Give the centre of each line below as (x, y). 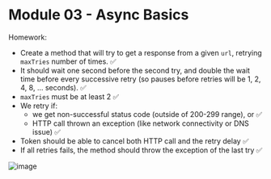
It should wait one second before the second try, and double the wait (135, 70)
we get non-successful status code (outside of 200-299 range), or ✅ (147, 114)
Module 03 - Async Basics (99, 15)
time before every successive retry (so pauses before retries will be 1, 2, (140, 79)
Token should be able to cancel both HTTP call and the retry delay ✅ (134, 141)
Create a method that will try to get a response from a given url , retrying (141, 52)
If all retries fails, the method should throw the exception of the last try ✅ (141, 150)
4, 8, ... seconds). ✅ (53, 87)
